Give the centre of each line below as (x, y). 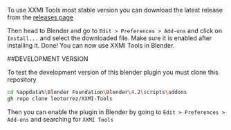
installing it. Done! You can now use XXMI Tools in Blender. (91, 45)
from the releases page (40, 17)
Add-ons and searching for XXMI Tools (61, 119)
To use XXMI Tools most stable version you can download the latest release (115, 10)
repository (22, 80)
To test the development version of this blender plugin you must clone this (113, 72)
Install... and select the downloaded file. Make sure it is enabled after (110, 38)
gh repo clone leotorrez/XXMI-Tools (60, 99)
